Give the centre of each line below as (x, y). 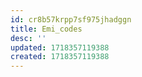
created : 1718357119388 (60, 57)
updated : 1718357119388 (60, 47)
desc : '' (28, 38)
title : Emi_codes (46, 29)
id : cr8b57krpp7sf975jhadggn (71, 19)
